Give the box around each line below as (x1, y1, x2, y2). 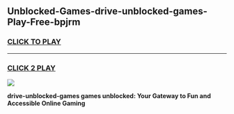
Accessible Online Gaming (7, 99, 86, 107)
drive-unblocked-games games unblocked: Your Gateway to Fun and (7, 91, 211, 99)
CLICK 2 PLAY (7, 63, 56, 73)
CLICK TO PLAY (7, 37, 61, 47)
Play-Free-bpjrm (7, 17, 81, 28)
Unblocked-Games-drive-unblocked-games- (7, 6, 208, 17)
